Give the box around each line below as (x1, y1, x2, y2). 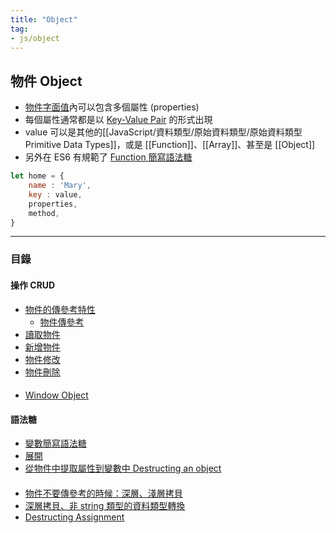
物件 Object (10, 72, 83, 90)
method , (28, 208, 60, 218)
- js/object (10, 33, 60, 43)
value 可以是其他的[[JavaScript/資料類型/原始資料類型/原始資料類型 (24, 126, 303, 138)
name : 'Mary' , (28, 181, 92, 191)
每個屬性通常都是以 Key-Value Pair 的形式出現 (24, 114, 213, 126)
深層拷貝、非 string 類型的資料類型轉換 (24, 499, 186, 511)
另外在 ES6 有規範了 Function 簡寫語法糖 (24, 151, 193, 163)
